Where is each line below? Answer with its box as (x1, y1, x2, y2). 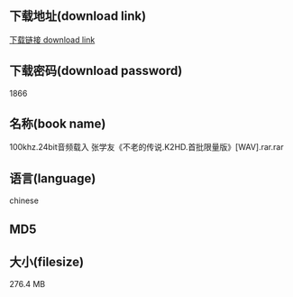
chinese (9, 195, 39, 206)
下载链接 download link (9, 34, 96, 45)
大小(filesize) (9, 255, 84, 270)
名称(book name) (9, 116, 106, 132)
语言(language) (9, 171, 96, 186)
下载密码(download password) (9, 63, 183, 79)
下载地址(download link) (9, 8, 147, 24)
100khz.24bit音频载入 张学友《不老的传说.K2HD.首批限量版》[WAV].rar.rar (9, 142, 284, 153)
